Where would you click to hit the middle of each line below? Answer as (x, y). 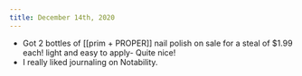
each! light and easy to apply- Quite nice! (99, 52)
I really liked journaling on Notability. (90, 62)
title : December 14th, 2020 (62, 17)
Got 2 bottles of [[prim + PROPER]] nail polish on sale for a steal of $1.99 (157, 43)
